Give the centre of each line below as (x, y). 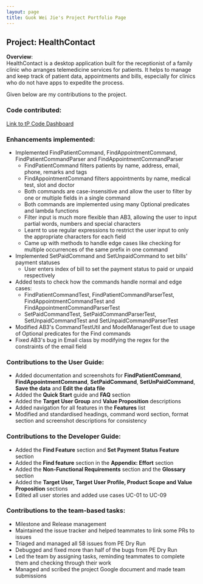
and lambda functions (51, 210)
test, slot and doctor (49, 185)
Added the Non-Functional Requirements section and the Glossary (100, 469)
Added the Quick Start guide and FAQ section (73, 395)
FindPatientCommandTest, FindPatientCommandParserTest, (99, 294)
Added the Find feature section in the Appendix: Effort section (94, 462)
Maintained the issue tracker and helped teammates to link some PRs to (105, 530)
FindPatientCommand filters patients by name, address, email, (102, 165)
